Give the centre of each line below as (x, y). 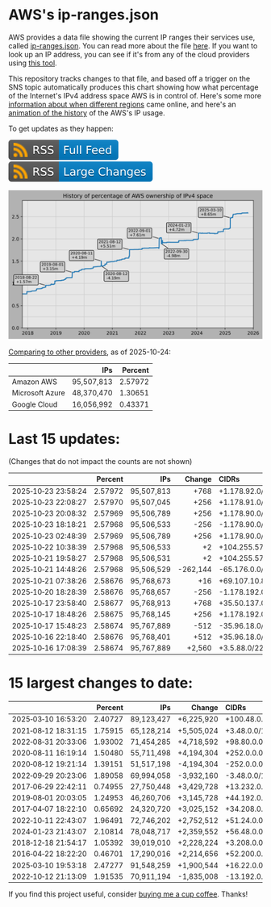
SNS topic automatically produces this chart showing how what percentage (133, 87)
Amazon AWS (35, 382)
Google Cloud (35, 404)
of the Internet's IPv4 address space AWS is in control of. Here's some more (135, 95)
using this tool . (33, 63)
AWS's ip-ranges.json (84, 15)
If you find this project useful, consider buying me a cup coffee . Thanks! (128, 894)
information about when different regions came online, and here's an (122, 104)
